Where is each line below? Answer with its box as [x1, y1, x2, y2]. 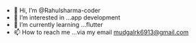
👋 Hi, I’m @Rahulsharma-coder [13, 7, 101, 14]
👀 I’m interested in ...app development [13, 13, 121, 21]
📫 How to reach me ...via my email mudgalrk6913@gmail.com [13, 28, 189, 36]
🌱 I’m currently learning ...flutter [13, 21, 104, 28]
